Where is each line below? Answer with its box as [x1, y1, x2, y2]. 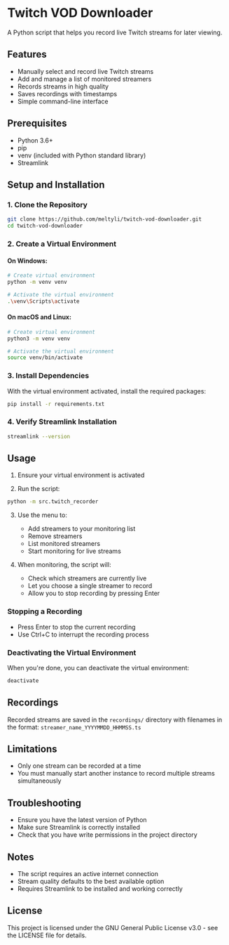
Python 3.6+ [17, 136, 54, 145]
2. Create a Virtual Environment [7, 239, 117, 249]
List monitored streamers [27, 540, 100, 548]
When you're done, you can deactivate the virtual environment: [7, 663, 189, 672]
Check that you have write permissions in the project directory [17, 830, 197, 839]
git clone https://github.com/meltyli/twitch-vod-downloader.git [7, 216, 202, 223]
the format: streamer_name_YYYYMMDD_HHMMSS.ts [7, 722, 141, 731]
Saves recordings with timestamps [17, 89, 118, 98]
